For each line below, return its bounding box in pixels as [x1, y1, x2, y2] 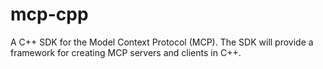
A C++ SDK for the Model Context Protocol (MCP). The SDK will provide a [10, 36, 314, 48]
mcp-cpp [10, 3, 89, 26]
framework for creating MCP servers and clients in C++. [10, 46, 242, 58]
